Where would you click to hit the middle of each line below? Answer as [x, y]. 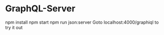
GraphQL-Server [40, 9]
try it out [14, 27]
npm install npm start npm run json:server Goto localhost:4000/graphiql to [82, 22]
